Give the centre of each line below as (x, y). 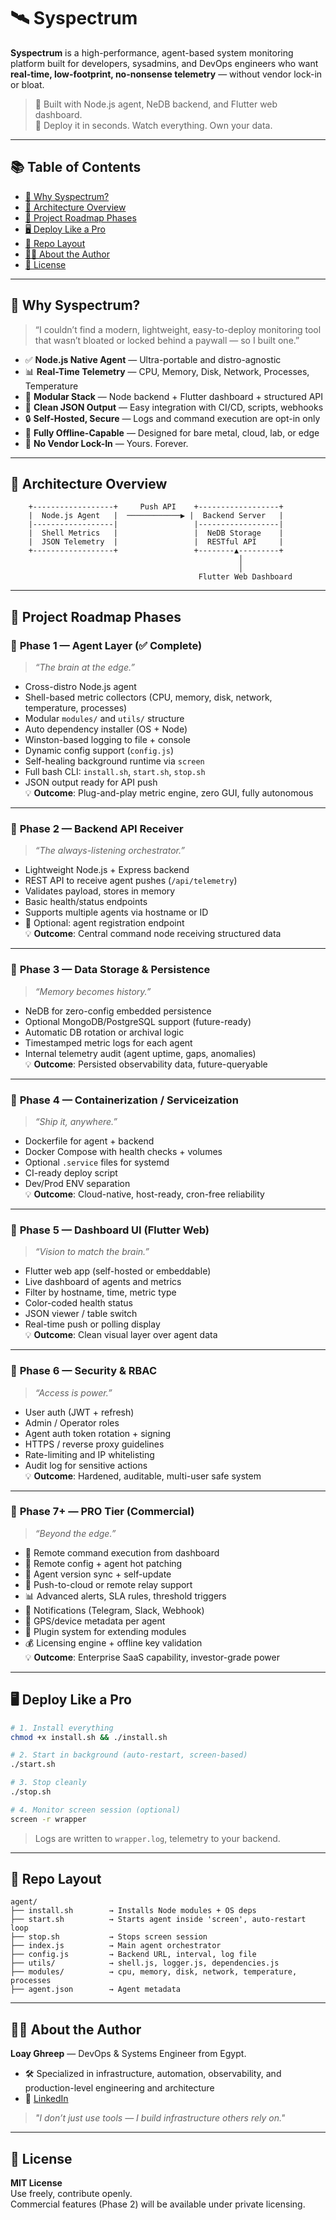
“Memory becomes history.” (93, 991)
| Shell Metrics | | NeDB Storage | (156, 533)
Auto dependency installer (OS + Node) (106, 729)
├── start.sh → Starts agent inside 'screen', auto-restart (158, 1920)
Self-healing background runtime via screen (114, 761)
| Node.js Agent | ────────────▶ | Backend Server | (156, 516)
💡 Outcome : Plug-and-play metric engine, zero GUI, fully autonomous (169, 793)
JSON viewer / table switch (81, 1314)
